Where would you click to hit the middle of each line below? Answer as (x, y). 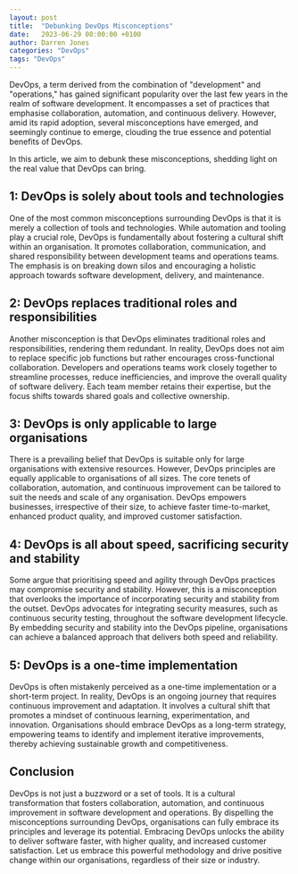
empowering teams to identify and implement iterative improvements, (137, 734)
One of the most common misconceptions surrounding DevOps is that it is (145, 218)
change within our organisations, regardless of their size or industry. (135, 860)
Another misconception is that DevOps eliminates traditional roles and (137, 339)
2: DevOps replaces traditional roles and (124, 304)
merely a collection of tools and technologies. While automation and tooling (148, 227)
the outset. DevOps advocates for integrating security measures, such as (144, 608)
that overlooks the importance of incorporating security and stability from (144, 599)
